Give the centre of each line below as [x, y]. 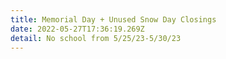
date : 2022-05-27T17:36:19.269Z [77, 29]
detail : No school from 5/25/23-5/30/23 [96, 38]
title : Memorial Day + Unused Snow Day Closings [113, 19]
